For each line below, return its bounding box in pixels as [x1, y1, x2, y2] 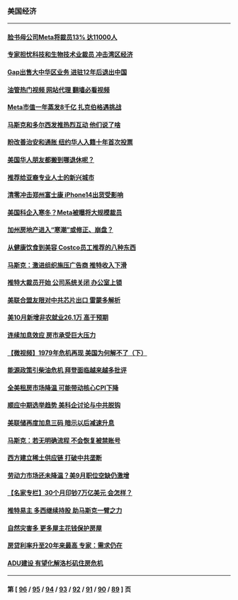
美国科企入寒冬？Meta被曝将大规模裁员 [7, 208, 123, 217]
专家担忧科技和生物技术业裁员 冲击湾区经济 [7, 50, 133, 59]
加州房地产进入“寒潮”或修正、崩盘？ [7, 225, 114, 234]
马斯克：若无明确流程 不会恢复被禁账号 [7, 436, 121, 444]
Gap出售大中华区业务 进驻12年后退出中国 [7, 68, 127, 77]
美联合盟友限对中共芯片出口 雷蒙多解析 [7, 295, 121, 304]
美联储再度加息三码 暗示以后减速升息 [7, 418, 115, 426]
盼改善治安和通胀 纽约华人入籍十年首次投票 [7, 138, 133, 147]
